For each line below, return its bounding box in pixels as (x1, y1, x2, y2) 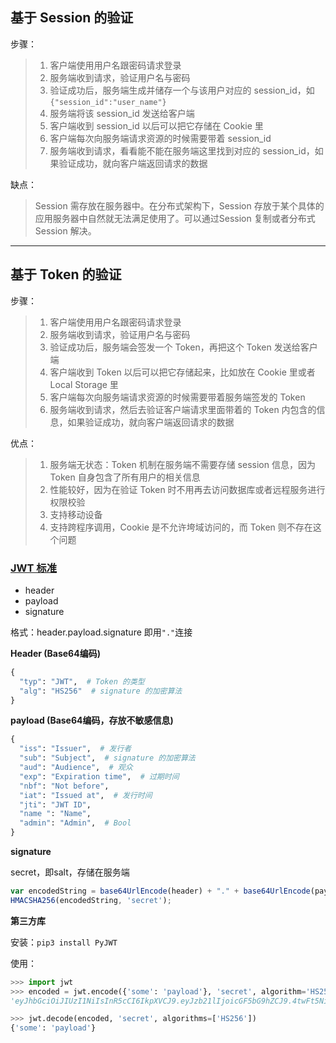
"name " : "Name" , (19, 809, 92, 819)
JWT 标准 (10, 561, 58, 575)
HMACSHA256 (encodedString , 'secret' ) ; (10, 895, 172, 905)
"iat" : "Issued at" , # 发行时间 (19, 790, 153, 800)
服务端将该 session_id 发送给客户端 (49, 107, 195, 119)
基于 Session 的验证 (10, 9, 134, 27)
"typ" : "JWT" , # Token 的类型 (19, 676, 145, 687)
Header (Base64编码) (10, 647, 101, 659)
